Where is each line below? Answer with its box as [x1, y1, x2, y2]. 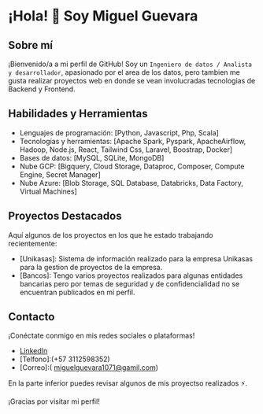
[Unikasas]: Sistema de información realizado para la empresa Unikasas [19, 253, 254, 263]
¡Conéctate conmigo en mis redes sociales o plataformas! [8, 331, 195, 341]
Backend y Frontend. [8, 84, 76, 94]
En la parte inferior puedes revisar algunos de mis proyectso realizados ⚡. [8, 379, 248, 388]
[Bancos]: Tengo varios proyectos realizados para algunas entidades [19, 271, 243, 280]
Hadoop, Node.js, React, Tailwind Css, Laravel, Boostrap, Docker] [19, 145, 233, 154]
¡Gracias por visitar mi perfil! [8, 397, 100, 406]
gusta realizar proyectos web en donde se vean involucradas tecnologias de [8, 76, 256, 85]
